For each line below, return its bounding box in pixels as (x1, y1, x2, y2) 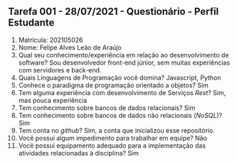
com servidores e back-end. (18, 65, 102, 74)
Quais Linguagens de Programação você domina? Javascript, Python (18, 73, 221, 82)
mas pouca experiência (18, 96, 88, 104)
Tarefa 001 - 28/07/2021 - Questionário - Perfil (8, 6, 219, 18)
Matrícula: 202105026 (18, 35, 83, 44)
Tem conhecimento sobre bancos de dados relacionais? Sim (18, 103, 196, 112)
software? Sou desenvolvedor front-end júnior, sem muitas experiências (18, 58, 231, 67)
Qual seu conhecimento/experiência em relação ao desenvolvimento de (18, 50, 230, 59)
